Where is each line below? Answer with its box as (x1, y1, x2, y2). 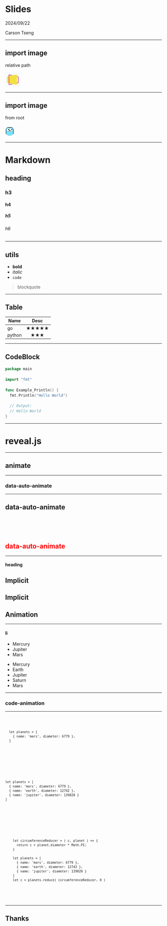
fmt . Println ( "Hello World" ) (9, 393, 68, 398)
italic (12, 269, 23, 275)
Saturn (12, 677, 26, 683)
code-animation (5, 700, 45, 707)
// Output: (9, 403, 32, 408)
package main (5, 366, 32, 372)
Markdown (5, 154, 51, 165)
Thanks (5, 915, 29, 923)
